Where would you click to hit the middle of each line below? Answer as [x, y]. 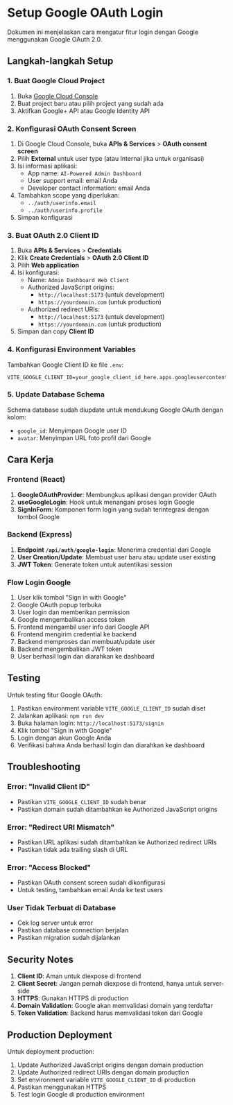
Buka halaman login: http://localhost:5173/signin [90, 723]
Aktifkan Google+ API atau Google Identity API [84, 111]
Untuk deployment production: [51, 1052]
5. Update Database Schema [56, 394]
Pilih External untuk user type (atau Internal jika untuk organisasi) [111, 158]
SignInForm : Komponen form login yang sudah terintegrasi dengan [113, 509]
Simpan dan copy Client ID [55, 331]
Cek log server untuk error [55, 923]
